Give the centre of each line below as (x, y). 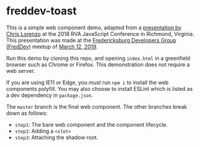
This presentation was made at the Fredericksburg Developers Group (91, 40)
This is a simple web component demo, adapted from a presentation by (94, 27)
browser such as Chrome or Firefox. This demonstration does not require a (98, 65)
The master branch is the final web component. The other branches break (97, 106)
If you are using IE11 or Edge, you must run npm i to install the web (87, 82)
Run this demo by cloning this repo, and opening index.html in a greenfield (98, 58)
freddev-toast (41, 11)
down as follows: (27, 113)
